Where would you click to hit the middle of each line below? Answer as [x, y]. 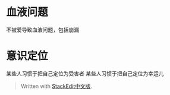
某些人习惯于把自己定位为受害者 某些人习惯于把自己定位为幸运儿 [85, 73]
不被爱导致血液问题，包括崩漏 [42, 30]
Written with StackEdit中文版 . [56, 86]
